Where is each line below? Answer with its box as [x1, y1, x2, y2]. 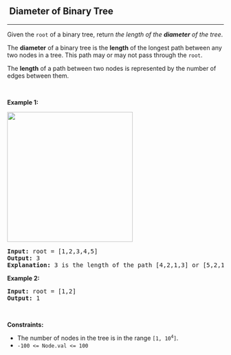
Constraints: [7, 320, 44, 329]
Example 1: [7, 98, 39, 106]
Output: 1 [7, 294, 40, 302]
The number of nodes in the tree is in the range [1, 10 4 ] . [16, 334, 179, 342]
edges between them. [7, 72, 69, 80]
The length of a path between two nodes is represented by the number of [7, 64, 217, 72]
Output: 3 [7, 254, 40, 262]
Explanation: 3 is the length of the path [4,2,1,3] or [7, 261, 199, 269]
